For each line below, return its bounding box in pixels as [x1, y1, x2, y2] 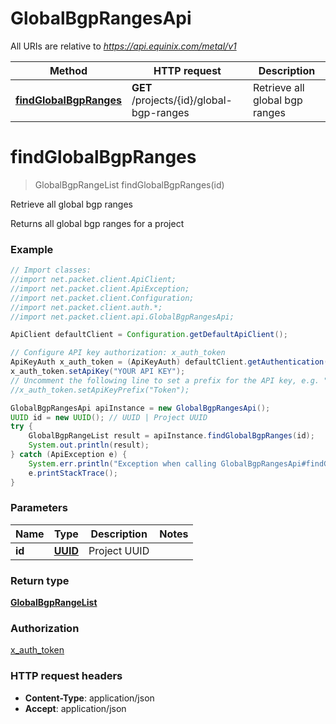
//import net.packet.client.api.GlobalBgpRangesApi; [10, 312, 235, 322]
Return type [10, 573, 70, 587]
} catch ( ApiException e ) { [10, 450, 128, 460]
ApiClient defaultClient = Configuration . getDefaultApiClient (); [10, 330, 288, 340]
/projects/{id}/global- [131, 93, 233, 107]
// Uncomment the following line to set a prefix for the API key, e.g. [10, 375, 320, 386]
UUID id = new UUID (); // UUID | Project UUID [10, 412, 208, 422]
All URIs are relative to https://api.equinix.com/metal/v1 [10, 40, 237, 52]
